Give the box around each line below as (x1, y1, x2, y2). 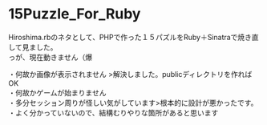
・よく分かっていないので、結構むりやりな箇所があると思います (8, 107, 219, 117)
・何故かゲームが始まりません (8, 87, 107, 97)
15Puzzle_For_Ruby (8, 5, 141, 23)
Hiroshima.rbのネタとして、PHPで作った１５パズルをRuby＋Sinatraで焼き (8, 32, 253, 42)
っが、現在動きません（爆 (8, 52, 93, 62)
